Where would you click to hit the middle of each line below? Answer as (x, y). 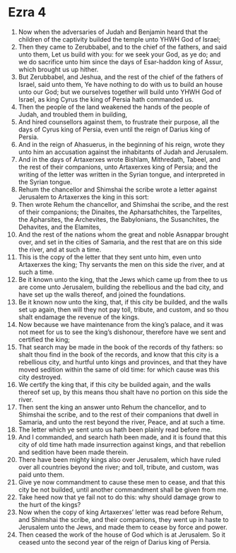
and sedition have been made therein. (73, 452)
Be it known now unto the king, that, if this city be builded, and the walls (123, 302)
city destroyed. (40, 377)
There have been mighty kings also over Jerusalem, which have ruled (119, 459)
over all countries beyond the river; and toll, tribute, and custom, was (118, 467)
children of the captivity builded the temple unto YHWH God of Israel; (119, 39)
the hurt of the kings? (49, 504)
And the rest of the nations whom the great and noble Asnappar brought (123, 234)
